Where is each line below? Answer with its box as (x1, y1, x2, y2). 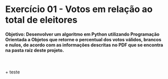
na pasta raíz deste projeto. (5, 47, 64, 53)
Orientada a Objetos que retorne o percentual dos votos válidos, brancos (5, 36, 162, 42)
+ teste (5, 69, 20, 75)
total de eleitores (5, 14, 77, 26)
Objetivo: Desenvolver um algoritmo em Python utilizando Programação (5, 31, 160, 37)
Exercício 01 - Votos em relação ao (5, 4, 153, 15)
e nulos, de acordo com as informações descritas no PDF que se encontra (5, 42, 163, 48)
